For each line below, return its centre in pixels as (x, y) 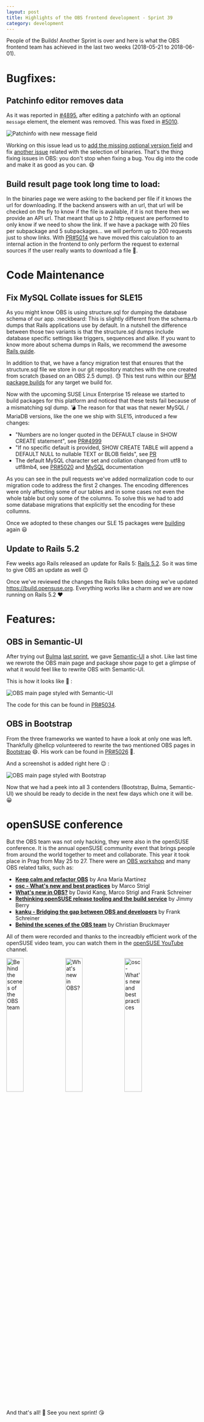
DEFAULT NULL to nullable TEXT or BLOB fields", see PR (86, 454)
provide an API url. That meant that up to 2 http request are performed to (98, 218)
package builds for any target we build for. (59, 382)
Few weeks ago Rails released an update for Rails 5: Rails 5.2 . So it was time (102, 563)
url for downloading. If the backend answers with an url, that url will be (95, 205)
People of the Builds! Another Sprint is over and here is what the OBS (93, 41)
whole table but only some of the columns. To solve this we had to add (95, 498)
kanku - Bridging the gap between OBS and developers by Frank (98, 912)
